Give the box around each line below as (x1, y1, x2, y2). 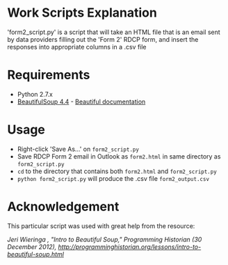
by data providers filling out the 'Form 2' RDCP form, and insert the (7, 35, 199, 43)
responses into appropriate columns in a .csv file (7, 42, 147, 51)
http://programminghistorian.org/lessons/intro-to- (58, 242, 202, 251)
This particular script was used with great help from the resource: (7, 221, 195, 230)
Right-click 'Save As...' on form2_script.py (17, 145, 139, 153)
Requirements (7, 67, 90, 83)
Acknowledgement (7, 199, 120, 214)
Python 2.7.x (17, 90, 54, 98)
